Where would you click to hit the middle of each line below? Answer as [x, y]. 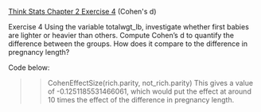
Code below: [29, 68]
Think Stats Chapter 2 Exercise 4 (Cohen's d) [82, 12]
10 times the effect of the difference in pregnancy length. [141, 100]
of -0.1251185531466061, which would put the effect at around [150, 91]
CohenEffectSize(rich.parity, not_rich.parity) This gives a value [150, 83]
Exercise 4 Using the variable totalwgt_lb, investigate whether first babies [129, 27]
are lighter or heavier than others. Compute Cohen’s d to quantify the [121, 35]
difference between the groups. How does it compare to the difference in [128, 44]
